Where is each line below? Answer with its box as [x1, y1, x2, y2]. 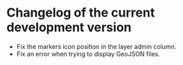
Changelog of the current [6, 5, 155, 21]
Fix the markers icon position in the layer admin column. [16, 42, 177, 50]
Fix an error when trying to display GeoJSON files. [16, 50, 160, 58]
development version [6, 19, 132, 35]
